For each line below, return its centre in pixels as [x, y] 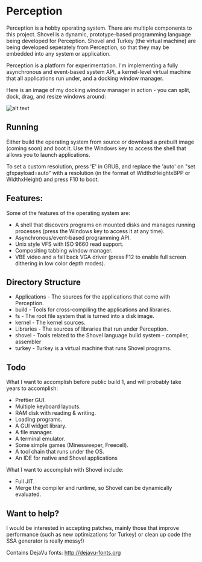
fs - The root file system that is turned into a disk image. [85, 316]
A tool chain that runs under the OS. [59, 452]
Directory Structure [44, 282]
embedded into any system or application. [58, 53]
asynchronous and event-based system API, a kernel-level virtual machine [99, 71]
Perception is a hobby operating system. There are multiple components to [99, 28]
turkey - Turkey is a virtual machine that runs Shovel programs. [93, 348]
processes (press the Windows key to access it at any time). [90, 231]
